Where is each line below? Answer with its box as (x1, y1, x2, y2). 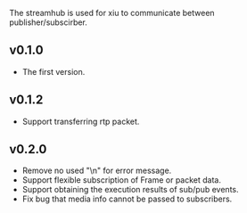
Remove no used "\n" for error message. (21, 165, 172, 176)
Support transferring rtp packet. (21, 116, 140, 127)
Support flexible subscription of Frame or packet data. (21, 175, 221, 185)
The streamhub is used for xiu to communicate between (9, 8, 216, 18)
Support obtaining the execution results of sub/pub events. (21, 184, 239, 195)
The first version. (21, 66, 86, 77)
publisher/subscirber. (9, 17, 87, 28)
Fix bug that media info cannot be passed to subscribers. (21, 193, 233, 204)
